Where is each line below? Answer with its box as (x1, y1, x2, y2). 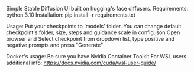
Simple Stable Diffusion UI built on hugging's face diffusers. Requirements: (6, 5, 188, 12)
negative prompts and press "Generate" (6, 41, 104, 48)
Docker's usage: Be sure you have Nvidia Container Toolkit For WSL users (6, 53, 187, 60)
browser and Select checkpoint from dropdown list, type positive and (6, 35, 175, 42)
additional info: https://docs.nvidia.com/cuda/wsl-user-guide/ (6, 59, 157, 66)
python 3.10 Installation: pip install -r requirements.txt (6, 11, 136, 18)
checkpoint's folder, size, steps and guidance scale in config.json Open (6, 29, 180, 36)
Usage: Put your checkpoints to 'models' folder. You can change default (6, 23, 182, 30)
